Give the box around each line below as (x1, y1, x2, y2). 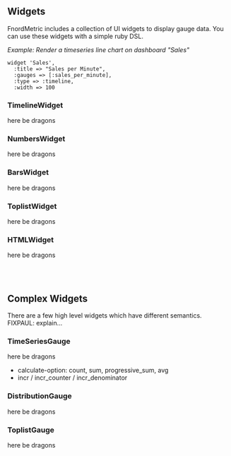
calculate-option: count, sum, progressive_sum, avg (17, 366, 169, 375)
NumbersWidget (7, 134, 66, 144)
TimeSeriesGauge (7, 337, 71, 347)
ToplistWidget (7, 201, 57, 211)
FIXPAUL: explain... (7, 319, 63, 328)
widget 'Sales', (7, 59, 55, 66)
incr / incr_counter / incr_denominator (17, 373, 128, 382)
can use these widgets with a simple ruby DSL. (7, 32, 143, 40)
